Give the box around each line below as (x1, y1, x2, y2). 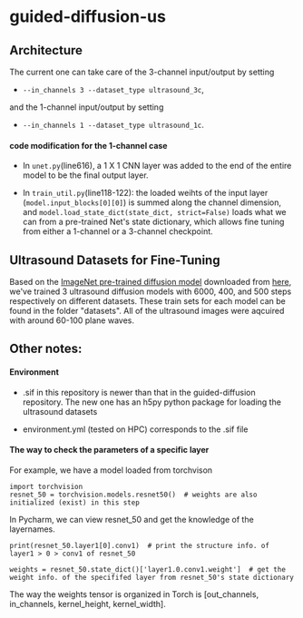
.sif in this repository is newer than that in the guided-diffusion (22, 387, 256, 397)
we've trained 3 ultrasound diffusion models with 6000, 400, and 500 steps (9, 286, 292, 297)
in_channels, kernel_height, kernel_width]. (9, 598, 166, 609)
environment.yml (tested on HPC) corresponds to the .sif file (22, 424, 249, 435)
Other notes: (9, 341, 83, 357)
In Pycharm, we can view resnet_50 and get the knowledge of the (9, 514, 254, 525)
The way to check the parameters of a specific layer (9, 445, 210, 456)
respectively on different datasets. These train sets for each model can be (9, 296, 286, 307)
